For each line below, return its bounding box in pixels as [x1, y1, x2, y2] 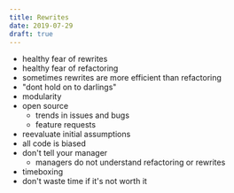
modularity [21, 91, 62, 102]
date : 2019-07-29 [9, 21, 74, 30]
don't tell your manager [21, 148, 108, 158]
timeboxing [21, 166, 64, 177]
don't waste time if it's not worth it [21, 176, 148, 187]
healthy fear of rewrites [21, 54, 108, 65]
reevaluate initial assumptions [21, 129, 131, 140]
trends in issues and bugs [35, 110, 130, 120]
